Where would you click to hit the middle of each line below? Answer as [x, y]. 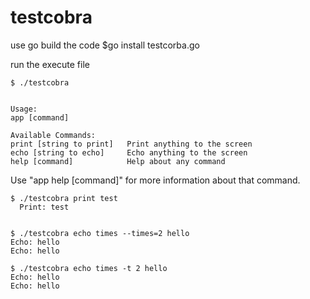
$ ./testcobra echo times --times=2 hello [100, 233]
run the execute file [50, 64]
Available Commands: [53, 135]
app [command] [40, 117]
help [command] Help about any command [118, 161]
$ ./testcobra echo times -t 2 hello [89, 268]
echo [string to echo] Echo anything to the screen [129, 152]
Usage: [24, 109]
